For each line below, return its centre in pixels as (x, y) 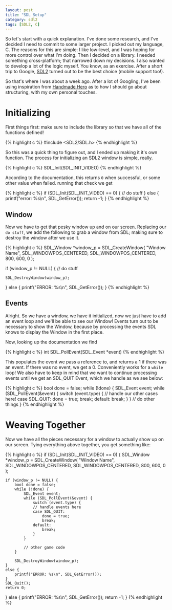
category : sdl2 (21, 19)
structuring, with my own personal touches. (51, 92)
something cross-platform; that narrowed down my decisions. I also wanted (85, 61)
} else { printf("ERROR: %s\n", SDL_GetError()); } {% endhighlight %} (77, 287)
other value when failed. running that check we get (59, 183)
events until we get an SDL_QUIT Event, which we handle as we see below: (84, 378)
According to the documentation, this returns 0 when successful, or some (83, 178)
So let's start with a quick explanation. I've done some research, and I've (82, 39)
